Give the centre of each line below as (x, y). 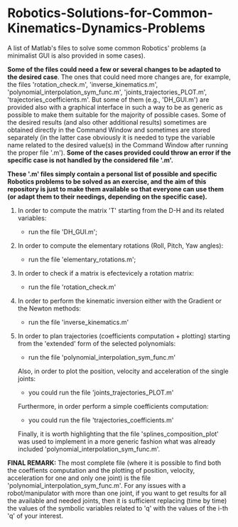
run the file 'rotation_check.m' (72, 287)
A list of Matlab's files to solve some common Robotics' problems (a (107, 48)
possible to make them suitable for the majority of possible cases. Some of (117, 115)
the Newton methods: (49, 308)
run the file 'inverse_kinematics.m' (79, 322)
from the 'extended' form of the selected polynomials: (97, 343)
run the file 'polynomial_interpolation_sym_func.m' (102, 357)
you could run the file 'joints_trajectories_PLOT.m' (101, 392)
